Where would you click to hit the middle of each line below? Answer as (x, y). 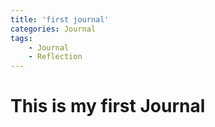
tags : (21, 38)
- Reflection (55, 57)
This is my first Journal (108, 106)
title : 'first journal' (60, 19)
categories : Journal (53, 29)
